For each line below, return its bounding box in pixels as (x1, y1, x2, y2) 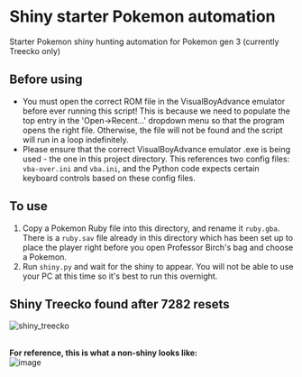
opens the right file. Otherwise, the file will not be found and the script (22, 124, 283, 135)
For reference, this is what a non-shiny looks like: (9, 347, 198, 358)
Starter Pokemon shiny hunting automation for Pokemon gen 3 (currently (9, 36, 279, 47)
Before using (9, 72, 83, 87)
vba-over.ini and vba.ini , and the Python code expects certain (22, 162, 260, 173)
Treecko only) (9, 45, 61, 56)
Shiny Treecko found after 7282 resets (9, 296, 230, 312)
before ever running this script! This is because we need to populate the (22, 106, 290, 116)
